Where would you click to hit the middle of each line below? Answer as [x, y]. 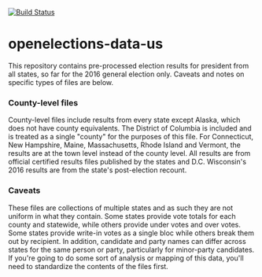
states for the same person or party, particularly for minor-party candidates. [131, 249]
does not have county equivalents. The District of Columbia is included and [130, 128]
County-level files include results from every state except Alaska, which [124, 120]
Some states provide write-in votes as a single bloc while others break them [131, 233]
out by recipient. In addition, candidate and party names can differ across [127, 241]
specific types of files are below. [61, 82]
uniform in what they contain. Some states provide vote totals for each [122, 216]
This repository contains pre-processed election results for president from [129, 65]
